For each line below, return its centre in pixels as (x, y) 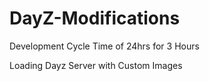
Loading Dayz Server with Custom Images (96, 65)
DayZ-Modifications (95, 18)
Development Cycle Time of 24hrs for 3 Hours (104, 46)
